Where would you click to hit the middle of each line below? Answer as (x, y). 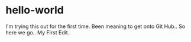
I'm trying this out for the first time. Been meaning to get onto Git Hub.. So (96, 26)
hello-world (35, 10)
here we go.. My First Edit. (38, 32)
